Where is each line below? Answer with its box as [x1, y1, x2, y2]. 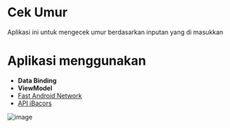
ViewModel [17, 83, 53, 92]
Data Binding [17, 76, 57, 85]
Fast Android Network [17, 91, 82, 100]
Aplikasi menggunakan [7, 53, 147, 69]
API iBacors [17, 99, 52, 107]
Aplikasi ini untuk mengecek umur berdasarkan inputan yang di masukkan [7, 28, 224, 36]
